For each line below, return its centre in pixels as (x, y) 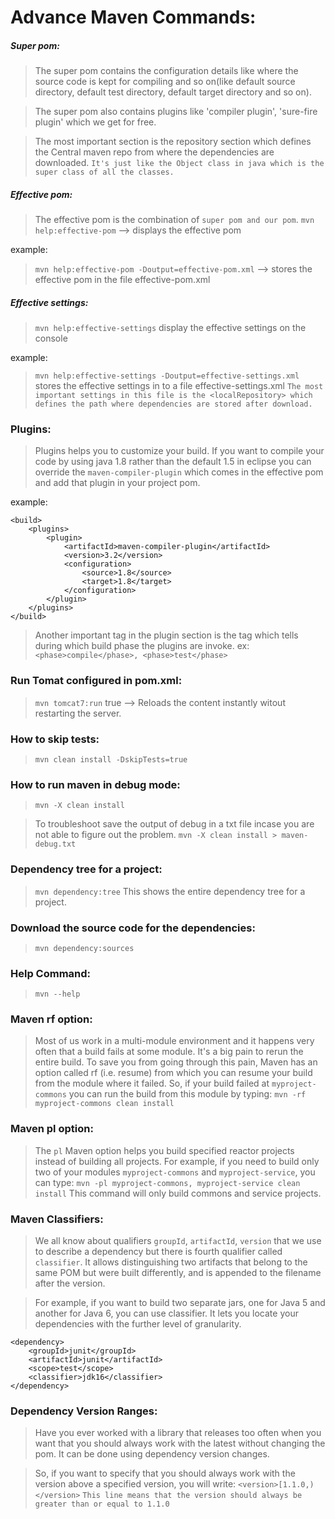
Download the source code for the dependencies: (133, 928)
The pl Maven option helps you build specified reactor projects (164, 1150)
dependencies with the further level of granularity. (138, 1324)
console (51, 338)
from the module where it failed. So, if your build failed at (152, 1083)
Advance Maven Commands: (133, 17)
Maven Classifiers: (57, 1219)
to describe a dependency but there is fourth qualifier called (158, 1252)
